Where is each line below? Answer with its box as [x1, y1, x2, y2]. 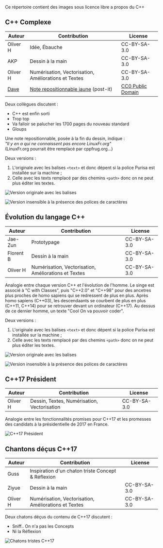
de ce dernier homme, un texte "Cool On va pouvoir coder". [5, 308, 124, 314]
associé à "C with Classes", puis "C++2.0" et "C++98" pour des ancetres [5, 287, 151, 293]
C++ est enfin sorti [12, 110, 50, 116]
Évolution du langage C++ [5, 213, 85, 222]
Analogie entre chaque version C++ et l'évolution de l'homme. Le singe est [5, 282, 154, 288]
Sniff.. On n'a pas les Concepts [12, 523, 74, 529]
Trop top [12, 116, 30, 121]
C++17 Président [5, 375, 57, 383]
